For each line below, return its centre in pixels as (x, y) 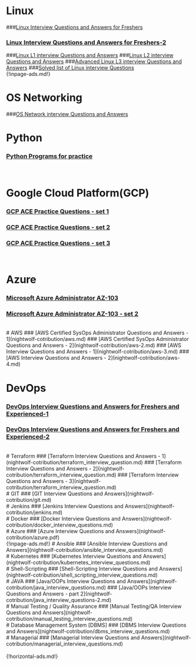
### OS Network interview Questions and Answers (67, 114)
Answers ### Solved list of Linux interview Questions (70, 68)
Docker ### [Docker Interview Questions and (66, 518)
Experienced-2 (28, 437)
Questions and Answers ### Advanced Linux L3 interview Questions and (94, 62)
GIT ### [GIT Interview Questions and (57, 494)
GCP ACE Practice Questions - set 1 (57, 211)
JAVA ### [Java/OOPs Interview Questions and (69, 581)
